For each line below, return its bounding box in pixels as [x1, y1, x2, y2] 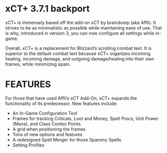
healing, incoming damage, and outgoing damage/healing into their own [5, 55, 154, 61]
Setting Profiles [12, 142, 45, 148]
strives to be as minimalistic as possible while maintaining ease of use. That [5, 24, 162, 30]
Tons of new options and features [12, 131, 82, 137]
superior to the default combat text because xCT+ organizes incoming [5, 50, 151, 56]
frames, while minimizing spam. [5, 61, 71, 67]
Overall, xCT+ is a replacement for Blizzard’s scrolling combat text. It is [5, 45, 152, 51]
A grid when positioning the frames [12, 126, 86, 132]
